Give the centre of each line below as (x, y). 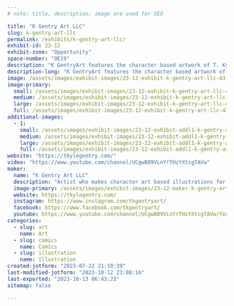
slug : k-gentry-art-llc (42, 33)
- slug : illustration (45, 253)
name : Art (34, 234)
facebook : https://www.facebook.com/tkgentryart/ (87, 208)
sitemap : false (29, 285)
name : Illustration (48, 260)
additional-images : (36, 117)
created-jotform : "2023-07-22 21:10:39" (67, 266)
